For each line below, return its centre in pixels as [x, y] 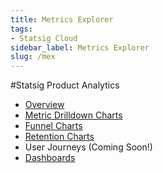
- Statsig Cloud [44, 38]
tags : [21, 29]
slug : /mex [33, 57]
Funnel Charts [53, 126]
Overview [44, 105]
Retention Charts [59, 137]
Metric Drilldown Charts [73, 115]
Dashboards [50, 158]
